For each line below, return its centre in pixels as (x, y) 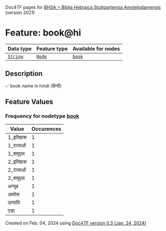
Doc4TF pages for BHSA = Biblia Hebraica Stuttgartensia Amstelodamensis (83, 7)
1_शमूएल (16, 154)
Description (24, 74)
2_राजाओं (17, 170)
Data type (20, 49)
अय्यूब (13, 186)
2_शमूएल (16, 178)
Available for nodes (96, 49)
